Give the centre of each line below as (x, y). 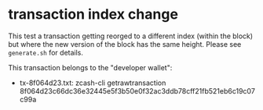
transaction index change (93, 14)
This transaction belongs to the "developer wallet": (90, 67)
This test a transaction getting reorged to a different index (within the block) (131, 36)
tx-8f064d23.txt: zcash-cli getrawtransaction (93, 83)
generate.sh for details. (46, 52)
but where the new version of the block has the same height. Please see (125, 44)
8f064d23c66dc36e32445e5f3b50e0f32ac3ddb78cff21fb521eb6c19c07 (137, 90)
